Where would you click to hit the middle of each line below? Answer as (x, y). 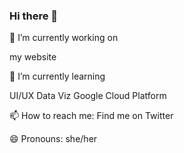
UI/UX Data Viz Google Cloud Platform (88, 96)
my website (33, 57)
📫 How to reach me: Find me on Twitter (91, 116)
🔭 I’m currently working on (64, 38)
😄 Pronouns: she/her (53, 139)
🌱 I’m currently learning (57, 76)
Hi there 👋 (34, 16)
